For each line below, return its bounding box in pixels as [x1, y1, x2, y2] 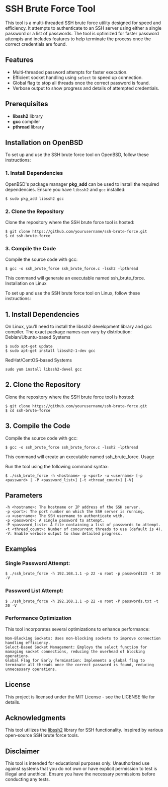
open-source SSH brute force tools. [5, 732, 79, 738]
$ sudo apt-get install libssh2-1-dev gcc [5, 348, 96, 353]
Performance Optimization [5, 615, 72, 622]
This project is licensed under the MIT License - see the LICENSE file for [5, 693, 155, 700]
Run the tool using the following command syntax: [5, 463, 109, 469]
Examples [5, 544, 37, 553]
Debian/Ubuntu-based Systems [5, 334, 70, 340]
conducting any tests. [5, 776, 50, 782]
